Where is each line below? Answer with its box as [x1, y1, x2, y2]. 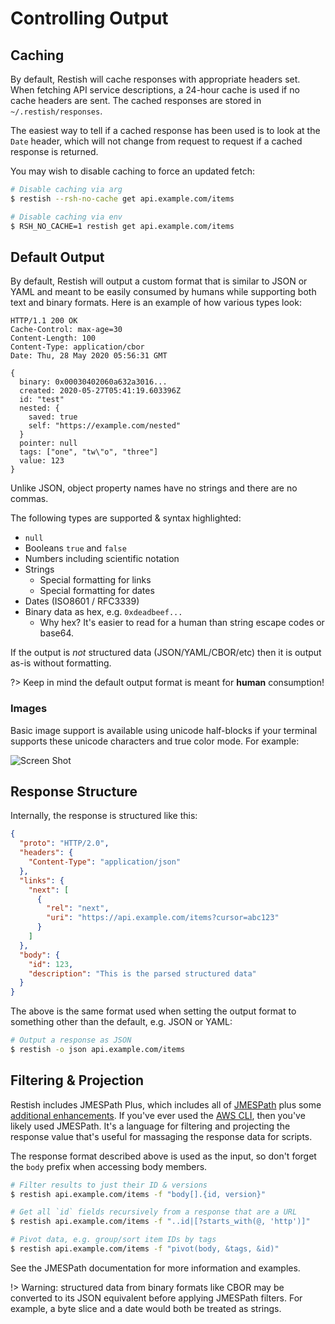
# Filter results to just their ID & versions [10, 1180, 208, 1190]
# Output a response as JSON [10, 1035, 132, 1046]
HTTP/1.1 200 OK [10, 316, 78, 326]
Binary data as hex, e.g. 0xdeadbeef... [24, 606, 183, 618]
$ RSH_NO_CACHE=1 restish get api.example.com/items [10, 221, 235, 231]
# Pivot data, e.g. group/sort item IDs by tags [10, 1235, 217, 1245]
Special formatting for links [39, 574, 152, 586]
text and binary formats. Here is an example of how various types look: [10, 297, 302, 309]
